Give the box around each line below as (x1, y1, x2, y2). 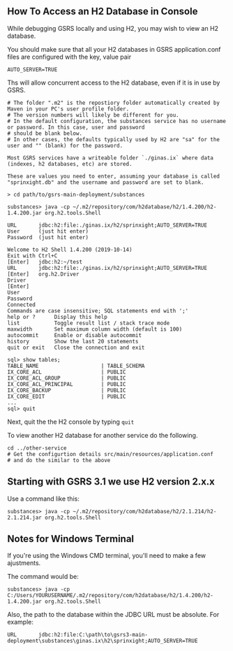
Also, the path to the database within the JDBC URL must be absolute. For (7, 610, 220, 619)
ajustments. (7, 559, 41, 567)
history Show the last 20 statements (7, 338, 139, 345)
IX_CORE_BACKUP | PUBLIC (7, 387, 127, 394)
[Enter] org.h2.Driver (7, 271, 80, 278)
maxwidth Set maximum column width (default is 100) (7, 325, 183, 333)
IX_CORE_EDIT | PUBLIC (7, 393, 127, 400)
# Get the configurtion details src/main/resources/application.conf (7, 450, 214, 457)
